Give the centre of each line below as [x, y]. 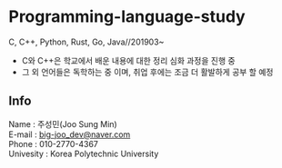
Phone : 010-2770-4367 [54, 143]
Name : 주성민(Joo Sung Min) [63, 124]
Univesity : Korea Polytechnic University [84, 153]
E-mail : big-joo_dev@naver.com [70, 134]
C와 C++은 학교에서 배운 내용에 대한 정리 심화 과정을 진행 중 [128, 60]
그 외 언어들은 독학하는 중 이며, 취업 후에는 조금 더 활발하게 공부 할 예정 [147, 72]
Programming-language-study [127, 17]
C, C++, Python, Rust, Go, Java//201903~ [86, 42]
